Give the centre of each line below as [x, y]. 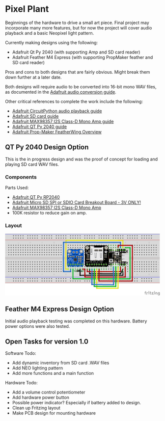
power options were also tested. [38, 326]
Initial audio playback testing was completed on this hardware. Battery [76, 321]
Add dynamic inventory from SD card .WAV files [61, 363]
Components [21, 177]
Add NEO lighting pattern [38, 368]
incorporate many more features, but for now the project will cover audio [79, 27]
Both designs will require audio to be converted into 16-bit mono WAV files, [81, 86]
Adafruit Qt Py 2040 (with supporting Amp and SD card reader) [76, 52]
